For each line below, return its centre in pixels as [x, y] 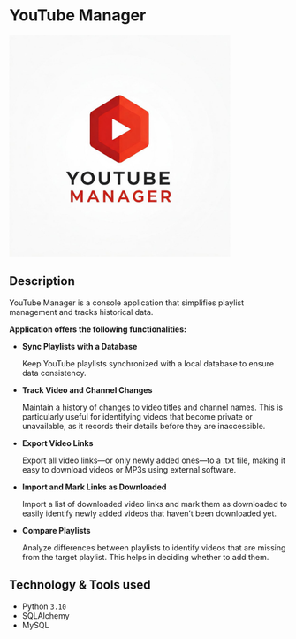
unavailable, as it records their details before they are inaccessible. [144, 426]
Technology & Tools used [80, 585]
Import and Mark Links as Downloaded [94, 487]
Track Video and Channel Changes [87, 389]
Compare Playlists [56, 530]
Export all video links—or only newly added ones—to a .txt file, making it [153, 460]
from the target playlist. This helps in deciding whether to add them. [145, 557]
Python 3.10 [44, 606]
